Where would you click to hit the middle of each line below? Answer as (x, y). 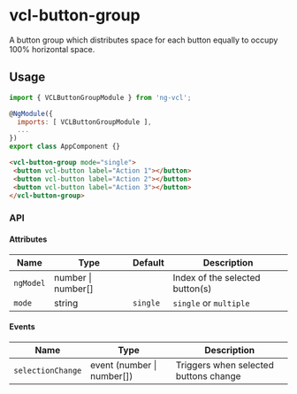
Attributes (28, 239)
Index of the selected (217, 277)
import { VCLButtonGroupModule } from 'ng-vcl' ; (100, 97)
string (66, 303)
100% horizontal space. (52, 49)
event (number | (123, 365)
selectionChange (48, 370)
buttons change (208, 375)
